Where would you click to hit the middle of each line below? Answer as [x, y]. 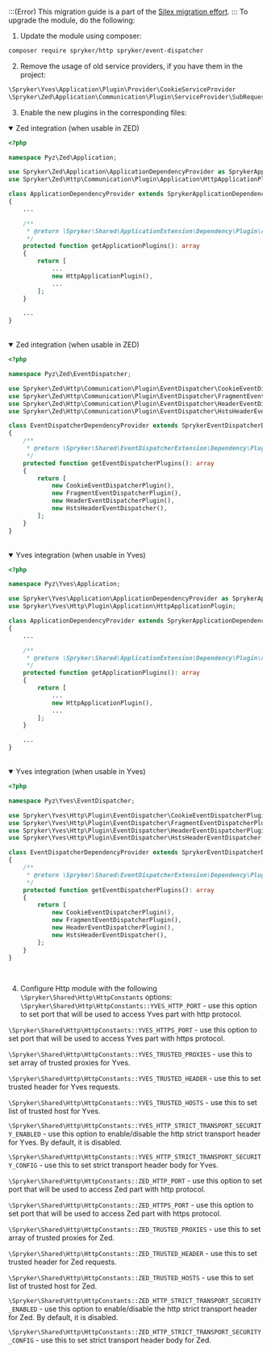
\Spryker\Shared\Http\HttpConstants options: [96, 997]
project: [33, 74]
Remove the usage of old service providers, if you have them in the [131, 66]
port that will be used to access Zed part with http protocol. [107, 1189]
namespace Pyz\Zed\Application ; [63, 157]
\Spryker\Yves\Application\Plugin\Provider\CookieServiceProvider [122, 89]
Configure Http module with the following [88, 989]
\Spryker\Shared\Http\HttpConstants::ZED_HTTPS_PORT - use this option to [131, 1205]
